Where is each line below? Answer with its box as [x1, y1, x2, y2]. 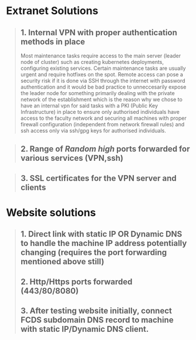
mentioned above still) [20, 257, 104, 267]
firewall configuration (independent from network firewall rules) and [20, 121, 185, 127]
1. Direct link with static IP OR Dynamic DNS [20, 229, 183, 239]
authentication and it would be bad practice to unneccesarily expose [20, 83, 187, 90]
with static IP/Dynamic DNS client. [20, 324, 149, 334]
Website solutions [6, 206, 96, 219]
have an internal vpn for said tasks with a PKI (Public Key [20, 102, 158, 109]
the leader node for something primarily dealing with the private [20, 90, 175, 96]
